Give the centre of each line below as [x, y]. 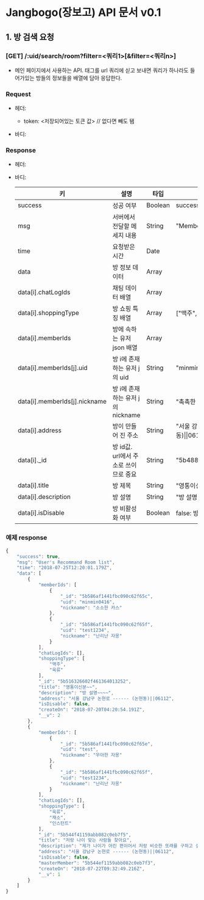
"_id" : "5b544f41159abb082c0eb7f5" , [85, 835]
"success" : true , [39, 556]
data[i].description [44, 497]
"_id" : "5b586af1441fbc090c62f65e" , [107, 744]
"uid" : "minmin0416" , [87, 602]
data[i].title [33, 485]
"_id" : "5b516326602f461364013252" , [85, 681]
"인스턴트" [60, 823]
